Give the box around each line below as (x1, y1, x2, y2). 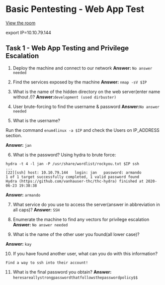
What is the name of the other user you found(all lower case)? (12, 231, 140, 237)
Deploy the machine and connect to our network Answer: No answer (12, 65, 153, 71)
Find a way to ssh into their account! (5, 260, 88, 265)
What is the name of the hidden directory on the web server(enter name (12, 89, 161, 95)
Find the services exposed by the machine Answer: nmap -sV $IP (12, 79, 147, 85)
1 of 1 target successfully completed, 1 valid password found (5, 174, 140, 180)
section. (5, 132, 22, 138)
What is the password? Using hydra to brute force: (12, 152, 116, 158)
